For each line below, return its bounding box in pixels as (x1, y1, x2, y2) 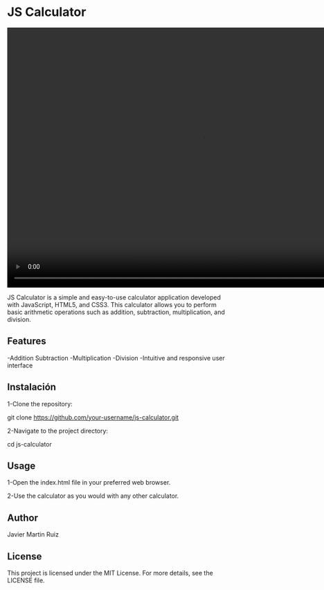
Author (7, 512, 38, 523)
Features (7, 336, 46, 347)
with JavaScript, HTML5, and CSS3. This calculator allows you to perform (7, 300, 217, 309)
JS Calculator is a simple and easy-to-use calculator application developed (7, 293, 222, 302)
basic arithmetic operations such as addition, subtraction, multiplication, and (7, 308, 225, 316)
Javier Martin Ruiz (7, 530, 59, 539)
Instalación (7, 381, 57, 393)
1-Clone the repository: (7, 399, 73, 408)
